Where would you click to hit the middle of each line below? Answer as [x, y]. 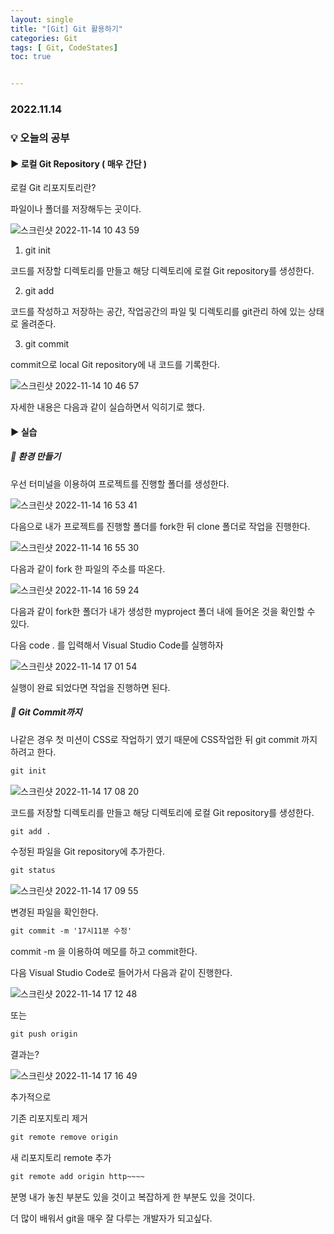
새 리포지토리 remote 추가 [61, 1157]
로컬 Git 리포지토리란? [53, 188]
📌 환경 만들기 [36, 457]
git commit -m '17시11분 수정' [71, 931]
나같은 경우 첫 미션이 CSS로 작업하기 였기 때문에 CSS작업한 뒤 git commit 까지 [164, 739]
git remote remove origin [64, 1137]
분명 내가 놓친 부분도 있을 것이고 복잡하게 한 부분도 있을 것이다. [133, 1197]
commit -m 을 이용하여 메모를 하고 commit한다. [104, 952]
